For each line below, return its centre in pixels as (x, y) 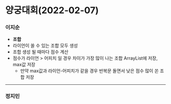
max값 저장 (24, 65)
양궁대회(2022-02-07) (52, 10)
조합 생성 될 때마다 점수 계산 (40, 52)
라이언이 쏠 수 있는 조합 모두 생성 (45, 45)
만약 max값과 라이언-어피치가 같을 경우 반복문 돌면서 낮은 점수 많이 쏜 (89, 71)
